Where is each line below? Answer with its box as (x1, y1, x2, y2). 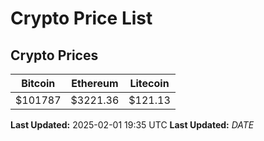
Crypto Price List (10, 7, 153, 30)
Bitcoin (21, 77, 56, 90)
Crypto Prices (10, 47, 99, 64)
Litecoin (129, 77, 170, 90)
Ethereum (71, 77, 119, 90)
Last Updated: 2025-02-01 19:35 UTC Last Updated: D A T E (10, 119, 255, 131)
